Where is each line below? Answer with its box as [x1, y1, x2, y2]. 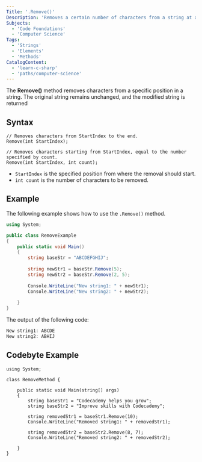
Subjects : [6, 20, 31, 26]
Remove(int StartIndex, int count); [6, 160, 98, 166]
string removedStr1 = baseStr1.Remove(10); [28, 413, 138, 419]
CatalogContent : [6, 59, 47, 65]
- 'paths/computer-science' [11, 70, 82, 76]
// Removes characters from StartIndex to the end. [6, 133, 138, 139]
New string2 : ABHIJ [6, 333, 55, 339]
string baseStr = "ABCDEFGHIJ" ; [28, 255, 109, 261]
